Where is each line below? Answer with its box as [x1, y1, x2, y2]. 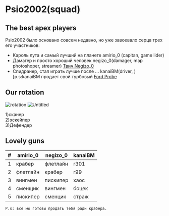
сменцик [44, 193, 67, 200]
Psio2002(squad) [5, 4, 81, 15]
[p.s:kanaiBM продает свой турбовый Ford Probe [12, 74, 117, 79]
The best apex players [5, 24, 77, 32]
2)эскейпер [5, 117, 30, 123]
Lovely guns [5, 137, 44, 145]
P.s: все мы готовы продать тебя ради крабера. [5, 206, 107, 211]
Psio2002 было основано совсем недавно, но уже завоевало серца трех [5, 37, 163, 43]
